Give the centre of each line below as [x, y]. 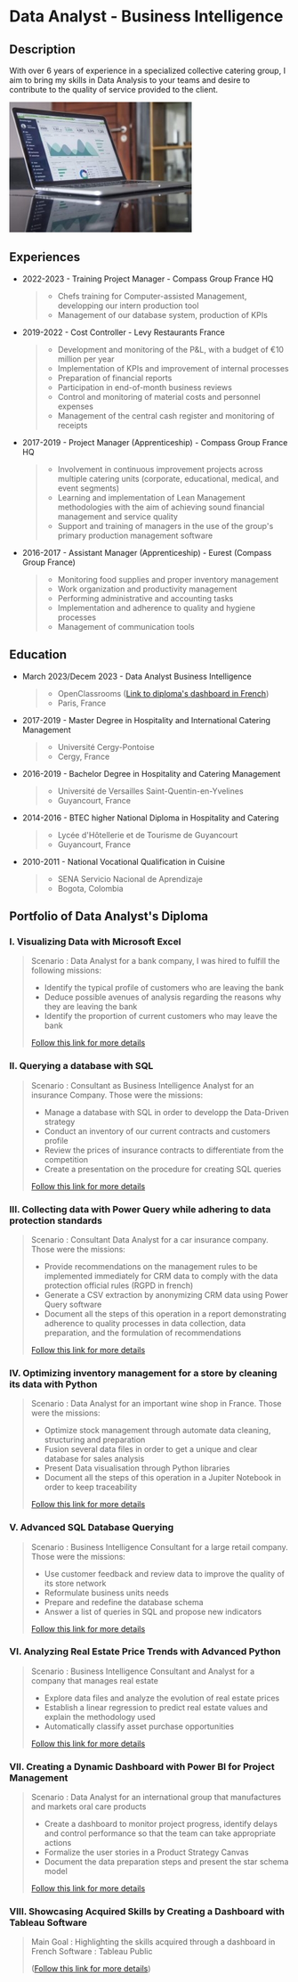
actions [58, 1843]
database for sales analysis [94, 1459]
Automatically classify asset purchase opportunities [139, 1726]
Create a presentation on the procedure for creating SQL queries [163, 1169]
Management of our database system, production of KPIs [163, 314]
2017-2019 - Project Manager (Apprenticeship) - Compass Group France [155, 442]
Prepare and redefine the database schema [124, 1602]
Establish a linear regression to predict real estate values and [156, 1707]
